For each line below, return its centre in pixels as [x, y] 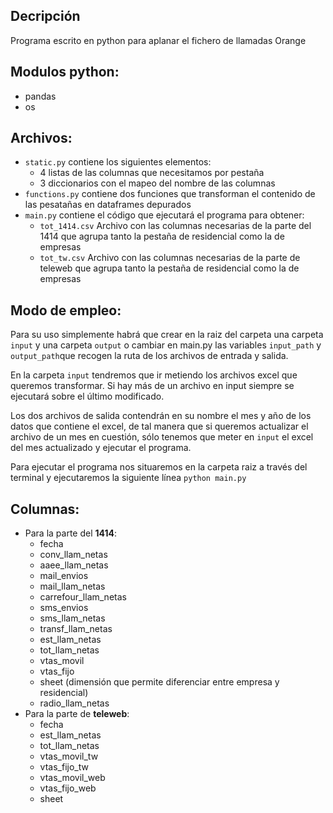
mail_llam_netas [72, 586]
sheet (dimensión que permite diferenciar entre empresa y [159, 682]
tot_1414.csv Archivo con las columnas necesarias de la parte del [175, 226]
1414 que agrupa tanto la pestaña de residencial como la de [162, 236]
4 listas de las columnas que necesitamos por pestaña [152, 173]
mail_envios [64, 576]
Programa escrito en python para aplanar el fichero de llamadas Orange [158, 40]
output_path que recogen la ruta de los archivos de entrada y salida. [149, 356]
